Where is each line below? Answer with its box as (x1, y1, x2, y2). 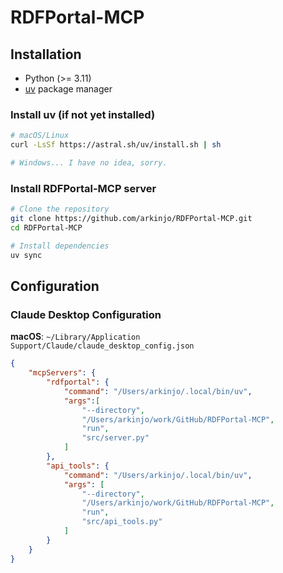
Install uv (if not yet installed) (10, 107, 156, 121)
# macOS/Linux (10, 131, 70, 141)
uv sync (10, 250, 43, 260)
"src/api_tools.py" (81, 517, 163, 527)
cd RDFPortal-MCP (10, 222, 83, 233)
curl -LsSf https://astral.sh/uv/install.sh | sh (10, 140, 222, 150)
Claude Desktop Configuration (10, 307, 162, 321)
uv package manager (24, 83, 113, 95)
